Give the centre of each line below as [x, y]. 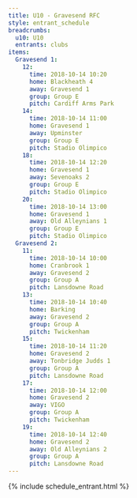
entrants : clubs [42, 45]
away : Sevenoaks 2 [59, 177]
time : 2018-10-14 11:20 [68, 346]
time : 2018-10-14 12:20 [68, 163]
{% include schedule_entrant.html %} [69, 486]
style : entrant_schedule [49, 23]
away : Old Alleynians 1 [68, 221]
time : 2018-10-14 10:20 [68, 74]
